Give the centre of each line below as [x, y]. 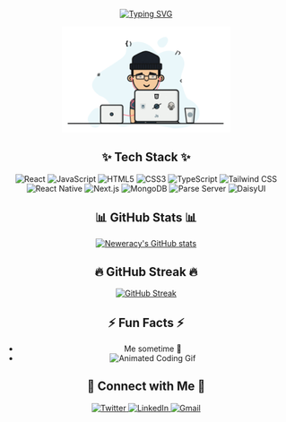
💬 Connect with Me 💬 [146, 387]
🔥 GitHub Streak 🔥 [146, 272]
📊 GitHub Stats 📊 [146, 218]
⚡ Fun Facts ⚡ [146, 323]
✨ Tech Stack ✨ [146, 157]
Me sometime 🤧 [153, 349]
